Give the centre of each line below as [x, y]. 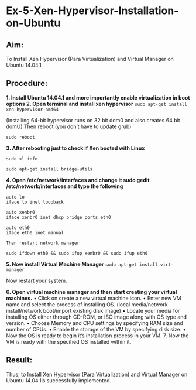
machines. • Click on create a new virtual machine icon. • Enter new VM [94, 298]
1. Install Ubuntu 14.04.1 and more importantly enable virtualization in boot [98, 97]
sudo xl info [22, 159]
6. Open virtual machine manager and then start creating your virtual [92, 292]
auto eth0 [18, 227]
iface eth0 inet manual [35, 232]
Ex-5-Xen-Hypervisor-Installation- [92, 11]
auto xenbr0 [20, 212]
